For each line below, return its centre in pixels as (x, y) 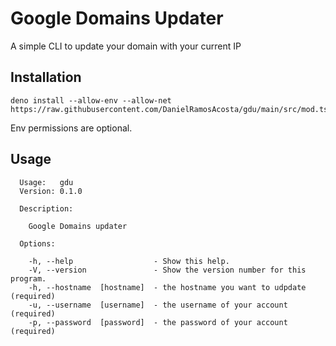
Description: (46, 208)
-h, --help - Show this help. (129, 261)
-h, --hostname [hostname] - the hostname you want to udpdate (167, 287)
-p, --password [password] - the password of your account (158, 322)
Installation (46, 77)
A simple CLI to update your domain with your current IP (126, 46)
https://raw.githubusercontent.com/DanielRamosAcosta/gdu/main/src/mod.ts (169, 109)
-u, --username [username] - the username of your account (158, 305)
